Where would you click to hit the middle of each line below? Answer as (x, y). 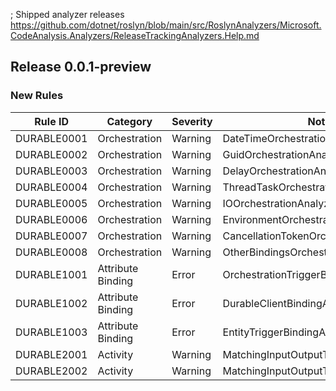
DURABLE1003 (51, 332)
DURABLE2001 (51, 354)
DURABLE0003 (51, 171)
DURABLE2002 (51, 371)
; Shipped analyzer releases (67, 14)
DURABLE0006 (51, 219)
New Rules (37, 96)
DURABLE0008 (51, 252)
